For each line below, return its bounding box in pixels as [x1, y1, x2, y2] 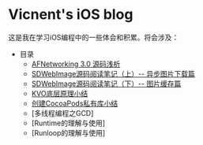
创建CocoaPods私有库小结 [31, 99, 118, 108]
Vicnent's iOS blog [8, 6, 133, 24]
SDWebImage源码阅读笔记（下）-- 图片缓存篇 [31, 79, 182, 88]
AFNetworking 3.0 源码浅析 [31, 59, 121, 69]
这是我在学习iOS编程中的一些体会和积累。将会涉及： [8, 32, 179, 42]
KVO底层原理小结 [31, 88, 88, 98]
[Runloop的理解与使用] [31, 128, 106, 137]
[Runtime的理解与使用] [31, 118, 105, 128]
